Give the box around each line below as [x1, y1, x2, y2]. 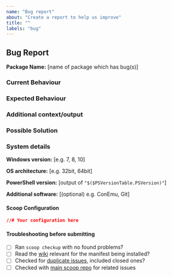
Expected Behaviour [6, 94, 66, 102]
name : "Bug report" [6, 8, 55, 15]
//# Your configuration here [6, 217, 79, 224]
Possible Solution [6, 126, 58, 134]
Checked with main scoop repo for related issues [14, 264, 136, 271]
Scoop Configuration [6, 204, 60, 211]
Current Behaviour [6, 78, 62, 87]
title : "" [6, 20, 31, 26]
